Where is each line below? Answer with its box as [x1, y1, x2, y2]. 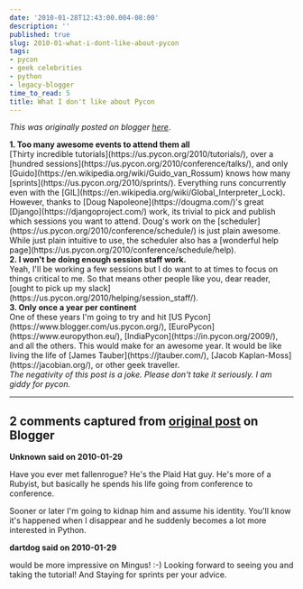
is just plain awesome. [197, 225, 281, 236]
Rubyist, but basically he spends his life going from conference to [9, 479, 253, 490]
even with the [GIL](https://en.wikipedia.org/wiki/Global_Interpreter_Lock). [9, 187, 286, 198]
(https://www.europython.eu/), [9, 331, 123, 342]
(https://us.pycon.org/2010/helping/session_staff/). [9, 292, 198, 303]
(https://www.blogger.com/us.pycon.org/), [9, 321, 167, 332]
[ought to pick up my [9, 283, 87, 294]
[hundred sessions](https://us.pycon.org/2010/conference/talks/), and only [9, 159, 289, 170]
